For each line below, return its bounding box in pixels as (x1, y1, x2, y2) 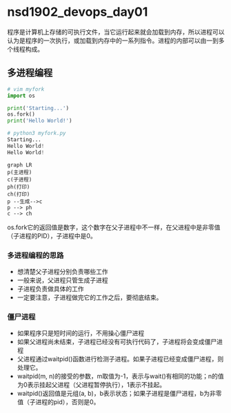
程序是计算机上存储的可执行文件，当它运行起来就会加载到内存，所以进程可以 (7, 28, 225, 36)
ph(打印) (7, 183, 30, 190)
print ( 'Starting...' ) (7, 105, 70, 112)
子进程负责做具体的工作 (17, 284, 84, 293)
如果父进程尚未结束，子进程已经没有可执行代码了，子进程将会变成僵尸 (17, 338, 217, 346)
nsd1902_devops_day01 (7, 4, 148, 20)
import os (7, 92, 36, 99)
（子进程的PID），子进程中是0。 (7, 231, 97, 240)
